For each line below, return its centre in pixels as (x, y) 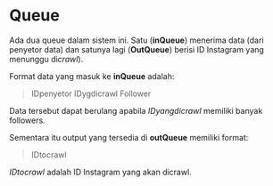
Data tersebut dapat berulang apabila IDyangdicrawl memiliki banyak (136, 110)
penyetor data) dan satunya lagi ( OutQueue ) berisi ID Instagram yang (137, 49)
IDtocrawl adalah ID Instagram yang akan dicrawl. (100, 172)
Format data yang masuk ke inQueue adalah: (92, 76)
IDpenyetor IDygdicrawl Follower (91, 93)
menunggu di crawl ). (46, 59)
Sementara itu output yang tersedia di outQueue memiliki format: (129, 137)
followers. (28, 120)
